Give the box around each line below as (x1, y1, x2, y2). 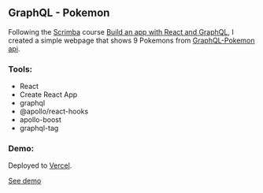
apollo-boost (19, 115, 61, 124)
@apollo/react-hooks (19, 106, 89, 117)
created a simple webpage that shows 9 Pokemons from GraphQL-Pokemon (8, 35, 255, 45)
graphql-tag (19, 124, 59, 133)
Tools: (8, 63, 33, 74)
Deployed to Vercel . (8, 161, 72, 170)
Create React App (19, 90, 78, 99)
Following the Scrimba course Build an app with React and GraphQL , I (8, 27, 234, 36)
